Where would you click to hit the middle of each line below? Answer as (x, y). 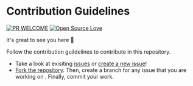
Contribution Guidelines (68, 11)
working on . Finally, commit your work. (65, 76)
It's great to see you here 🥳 (40, 40)
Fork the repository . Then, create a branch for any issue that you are (101, 70)
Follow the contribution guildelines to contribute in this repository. (89, 52)
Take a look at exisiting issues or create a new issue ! (81, 63)
